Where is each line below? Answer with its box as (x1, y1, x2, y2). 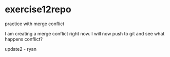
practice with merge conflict (5, 21, 65, 27)
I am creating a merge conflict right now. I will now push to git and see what (5, 30, 165, 36)
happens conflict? (5, 36, 43, 42)
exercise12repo (5, 4, 71, 15)
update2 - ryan (5, 46, 37, 52)
